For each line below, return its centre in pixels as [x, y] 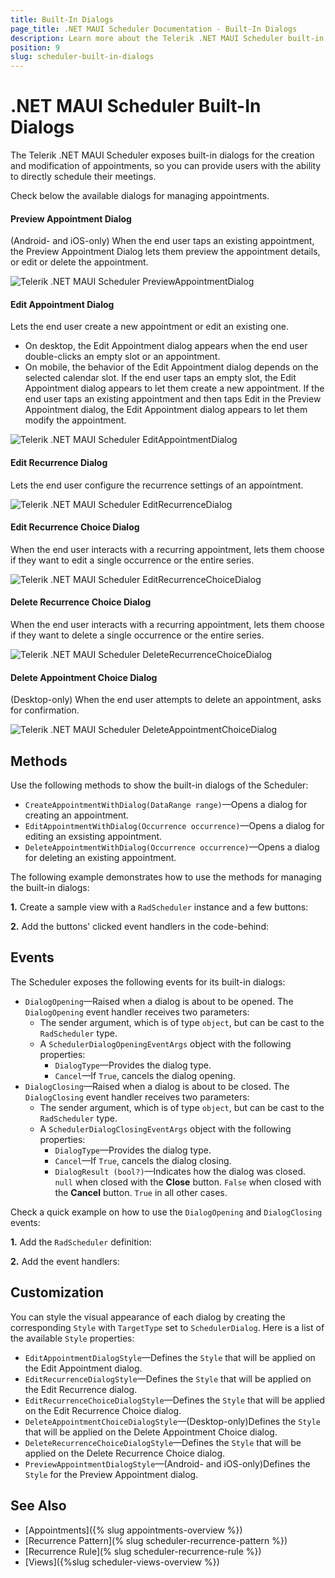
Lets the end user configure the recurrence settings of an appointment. [157, 485]
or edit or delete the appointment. [79, 262]
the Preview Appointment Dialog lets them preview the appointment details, [165, 252]
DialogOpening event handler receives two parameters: [137, 1012]
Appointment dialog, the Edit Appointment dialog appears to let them [166, 410]
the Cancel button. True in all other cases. [141, 1192]
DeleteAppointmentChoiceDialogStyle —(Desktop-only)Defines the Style [172, 1421]
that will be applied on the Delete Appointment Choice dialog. [151, 1432]
